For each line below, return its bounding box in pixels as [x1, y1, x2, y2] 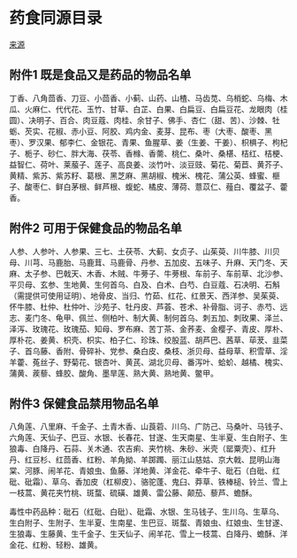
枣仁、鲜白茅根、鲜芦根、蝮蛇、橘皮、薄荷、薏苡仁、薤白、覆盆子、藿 [32, 181, 288, 191]
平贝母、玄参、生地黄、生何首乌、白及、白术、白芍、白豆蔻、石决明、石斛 [9, 279, 280, 290]
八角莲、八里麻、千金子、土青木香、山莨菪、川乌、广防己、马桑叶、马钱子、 [9, 422, 288, 432]
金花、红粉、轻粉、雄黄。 [9, 539, 103, 550]
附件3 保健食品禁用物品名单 [9, 396, 159, 411]
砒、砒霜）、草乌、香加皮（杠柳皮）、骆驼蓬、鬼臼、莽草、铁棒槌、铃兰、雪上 [9, 477, 288, 487]
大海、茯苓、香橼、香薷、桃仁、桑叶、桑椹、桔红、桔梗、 [78, 148, 288, 159]
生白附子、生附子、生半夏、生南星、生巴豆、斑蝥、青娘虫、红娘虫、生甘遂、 [9, 517, 288, 528]
